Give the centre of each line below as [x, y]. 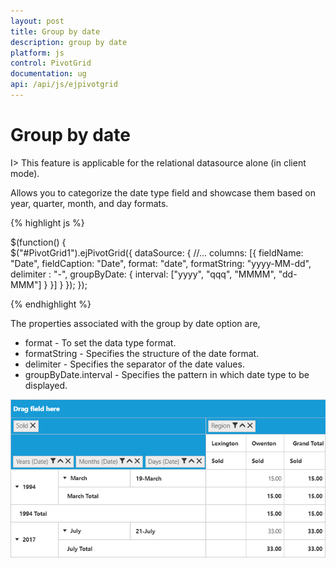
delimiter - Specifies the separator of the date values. [134, 364]
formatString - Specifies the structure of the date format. [142, 353]
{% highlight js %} [47, 222]
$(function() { [38, 242]
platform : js [37, 53]
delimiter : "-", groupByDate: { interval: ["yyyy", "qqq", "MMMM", [143, 274]
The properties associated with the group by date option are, [135, 323]
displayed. [46, 385]
